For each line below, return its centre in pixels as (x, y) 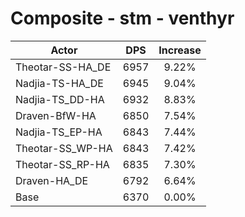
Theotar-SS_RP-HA (62, 164)
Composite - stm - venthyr (122, 18)
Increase (180, 50)
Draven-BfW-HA (56, 115)
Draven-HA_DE (52, 180)
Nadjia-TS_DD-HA (60, 99)
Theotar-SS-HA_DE (63, 67)
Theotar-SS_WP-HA (64, 148)
